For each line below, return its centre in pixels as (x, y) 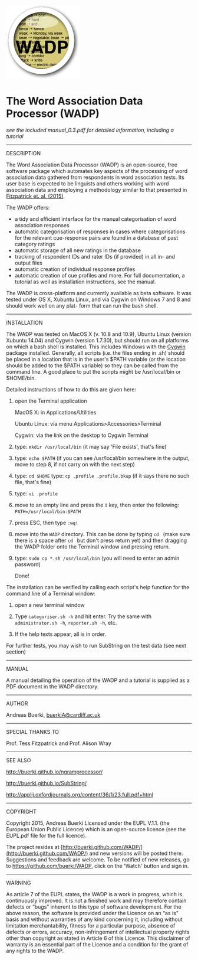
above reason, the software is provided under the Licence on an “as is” (92, 913)
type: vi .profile (36, 493)
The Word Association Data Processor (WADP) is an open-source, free (92, 165)
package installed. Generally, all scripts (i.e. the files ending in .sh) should (95, 352)
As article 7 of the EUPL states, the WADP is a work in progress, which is (94, 894)
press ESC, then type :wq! (46, 523)
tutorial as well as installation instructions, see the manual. (85, 282)
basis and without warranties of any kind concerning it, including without (94, 919)
